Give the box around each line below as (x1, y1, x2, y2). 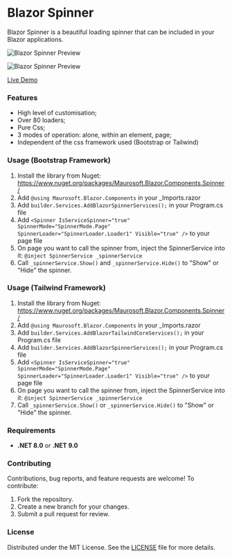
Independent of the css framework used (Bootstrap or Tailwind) (17, 138, 199, 146)
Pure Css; (17, 124, 46, 132)
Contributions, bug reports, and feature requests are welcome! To (7, 474, 195, 483)
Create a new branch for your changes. (17, 502, 130, 511)
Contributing (7, 459, 51, 468)
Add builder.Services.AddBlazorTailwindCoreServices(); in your (17, 328, 204, 337)
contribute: (7, 482, 39, 490)
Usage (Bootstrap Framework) (7, 155, 111, 165)
